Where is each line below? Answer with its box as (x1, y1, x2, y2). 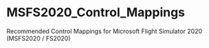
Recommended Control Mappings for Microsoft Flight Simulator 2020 (6, 27, 203, 35)
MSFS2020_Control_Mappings (6, 5, 186, 20)
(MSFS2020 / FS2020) (6, 34, 71, 42)
